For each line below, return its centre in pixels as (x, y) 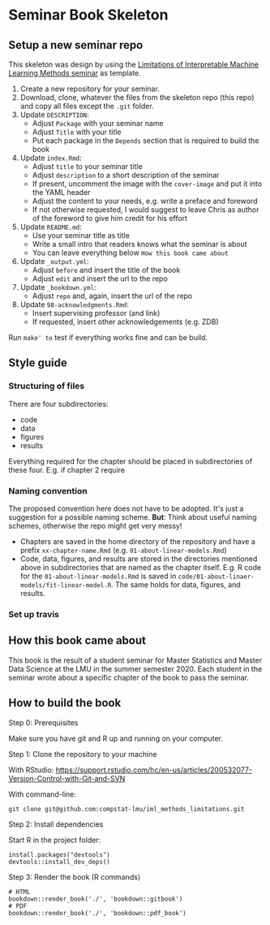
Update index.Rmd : (51, 158)
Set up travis (34, 614)
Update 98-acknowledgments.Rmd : (75, 305)
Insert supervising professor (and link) (96, 313)
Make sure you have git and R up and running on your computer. (116, 738)
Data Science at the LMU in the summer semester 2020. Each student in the (135, 668)
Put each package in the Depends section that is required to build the (146, 140)
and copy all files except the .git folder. (87, 106)
